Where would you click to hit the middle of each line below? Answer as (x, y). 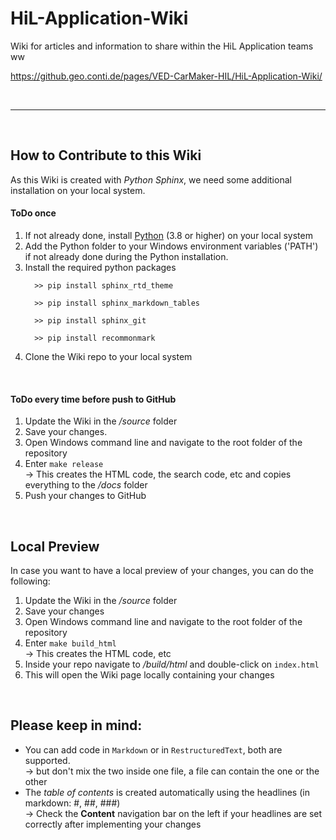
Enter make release (64, 464)
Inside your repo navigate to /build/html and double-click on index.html (172, 664)
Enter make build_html (70, 643)
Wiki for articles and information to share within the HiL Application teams (162, 46)
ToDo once (33, 213)
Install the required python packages (100, 267)
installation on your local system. (78, 190)
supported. (47, 760)
